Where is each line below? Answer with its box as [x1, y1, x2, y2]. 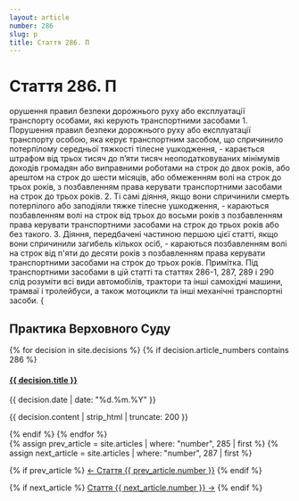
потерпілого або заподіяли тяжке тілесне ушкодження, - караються [9, 201, 270, 211]
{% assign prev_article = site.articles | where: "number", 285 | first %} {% [9, 439, 279, 449]
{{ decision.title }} [9, 374, 78, 385]
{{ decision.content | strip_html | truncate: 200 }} [9, 412, 189, 423]
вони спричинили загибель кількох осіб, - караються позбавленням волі [9, 238, 287, 250]
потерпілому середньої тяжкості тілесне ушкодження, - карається [9, 144, 265, 154]
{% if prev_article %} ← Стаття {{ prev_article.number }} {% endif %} [9, 465, 263, 476]
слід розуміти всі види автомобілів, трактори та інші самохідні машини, [9, 276, 283, 287]
